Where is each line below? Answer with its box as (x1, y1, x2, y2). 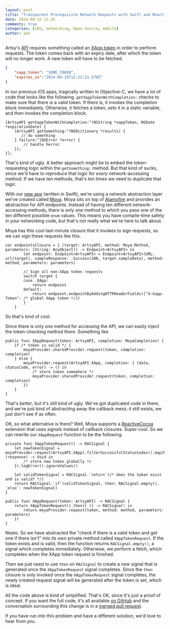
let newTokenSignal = (14, 446, 60, 451)
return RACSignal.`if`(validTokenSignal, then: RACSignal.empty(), (14, 481, 159, 486)
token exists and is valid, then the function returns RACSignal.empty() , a (5, 540, 154, 546)
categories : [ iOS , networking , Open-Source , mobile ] (5, 26, 119, 31)
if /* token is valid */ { (14, 343, 71, 348)
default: (23, 286, 42, 292)
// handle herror (23, 142, 60, 147)
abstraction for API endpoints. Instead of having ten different (5, 202, 132, 208)
